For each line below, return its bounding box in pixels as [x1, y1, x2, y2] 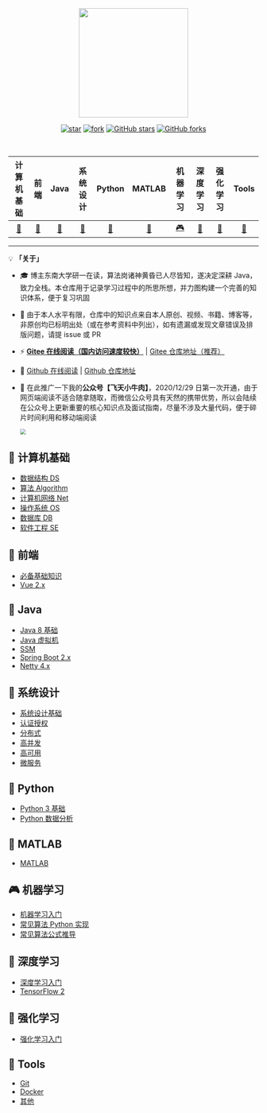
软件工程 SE [19, 523, 60, 532]
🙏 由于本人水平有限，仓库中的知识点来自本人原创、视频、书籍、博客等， [19, 310, 257, 319]
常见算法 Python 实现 [19, 919, 90, 929]
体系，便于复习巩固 [26, 293, 90, 302]
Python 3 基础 [19, 804, 66, 813]
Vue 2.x [19, 580, 46, 589]
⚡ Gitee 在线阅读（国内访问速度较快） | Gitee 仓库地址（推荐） [19, 347, 225, 356]
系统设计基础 [19, 708, 62, 718]
